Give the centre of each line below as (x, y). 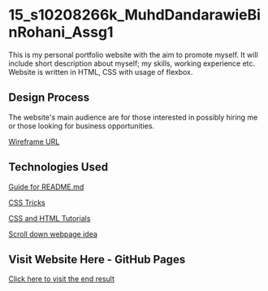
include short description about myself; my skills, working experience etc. (132, 63)
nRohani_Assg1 (61, 32)
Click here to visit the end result (62, 279)
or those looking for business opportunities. (82, 126)
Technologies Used (58, 167)
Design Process (49, 98)
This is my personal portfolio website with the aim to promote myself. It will (133, 54)
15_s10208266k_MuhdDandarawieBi (135, 15)
